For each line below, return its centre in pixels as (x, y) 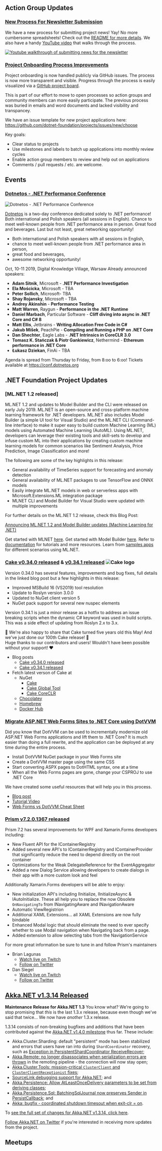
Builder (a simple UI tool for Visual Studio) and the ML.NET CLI (67, 420)
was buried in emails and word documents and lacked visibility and (72, 105)
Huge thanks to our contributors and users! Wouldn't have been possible (77, 642)
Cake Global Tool (44, 688)
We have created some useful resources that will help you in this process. (79, 787)
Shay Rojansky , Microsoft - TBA (44, 299)
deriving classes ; (29, 1088)
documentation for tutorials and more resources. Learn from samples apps (79, 545)
